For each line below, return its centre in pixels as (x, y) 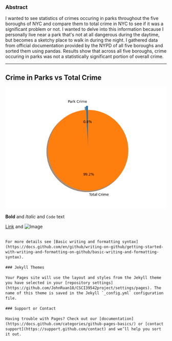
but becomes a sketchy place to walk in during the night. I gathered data (82, 40)
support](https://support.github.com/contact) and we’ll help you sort (83, 329)
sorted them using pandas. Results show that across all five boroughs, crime (86, 51)
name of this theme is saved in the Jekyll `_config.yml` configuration (84, 293)
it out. (14, 334)
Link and (14, 226)
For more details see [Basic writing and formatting (63, 242)
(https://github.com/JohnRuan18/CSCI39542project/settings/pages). (79, 288)
